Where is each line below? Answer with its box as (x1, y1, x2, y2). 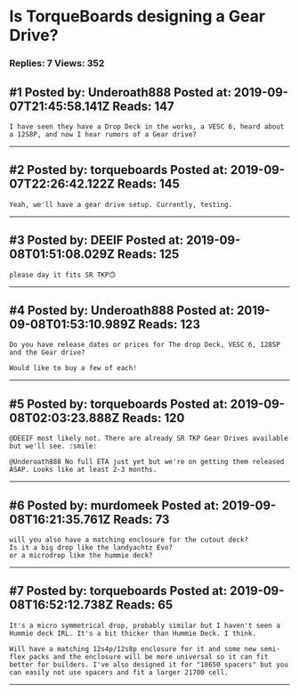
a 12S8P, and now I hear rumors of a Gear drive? (9, 129, 198, 139)
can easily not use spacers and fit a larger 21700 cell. (9, 667, 229, 677)
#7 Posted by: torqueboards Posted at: (9, 583, 228, 599)
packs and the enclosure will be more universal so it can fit (28, 652, 269, 661)
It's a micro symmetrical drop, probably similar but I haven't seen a (9, 621, 280, 630)
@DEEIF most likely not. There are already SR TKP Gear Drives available (9, 434, 289, 443)
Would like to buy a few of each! (9, 364, 138, 373)
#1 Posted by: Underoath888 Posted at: (9, 85, 231, 100)
